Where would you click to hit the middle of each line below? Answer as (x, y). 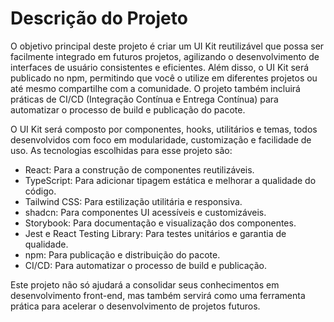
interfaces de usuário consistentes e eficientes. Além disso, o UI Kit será (160, 67)
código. (40, 191)
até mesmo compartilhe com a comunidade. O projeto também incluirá (155, 88)
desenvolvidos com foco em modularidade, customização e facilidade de (161, 139)
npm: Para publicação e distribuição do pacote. (122, 254)
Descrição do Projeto (99, 18)
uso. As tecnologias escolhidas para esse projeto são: (121, 150)
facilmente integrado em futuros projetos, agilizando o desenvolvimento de (165, 56)
